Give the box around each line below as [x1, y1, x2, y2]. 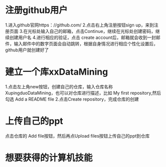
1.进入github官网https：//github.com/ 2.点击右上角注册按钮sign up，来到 [5, 22, 155, 28]
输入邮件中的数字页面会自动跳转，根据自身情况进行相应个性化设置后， [13, 40, 158, 46]
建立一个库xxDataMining [5, 66, 108, 78]
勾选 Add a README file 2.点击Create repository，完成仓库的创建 [5, 96, 139, 102]
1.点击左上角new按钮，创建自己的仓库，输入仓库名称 [5, 83, 113, 90]
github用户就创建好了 [5, 47, 49, 53]
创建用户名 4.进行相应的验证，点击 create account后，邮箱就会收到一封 [9, 34, 156, 40]
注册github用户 [5, 4, 68, 16]
